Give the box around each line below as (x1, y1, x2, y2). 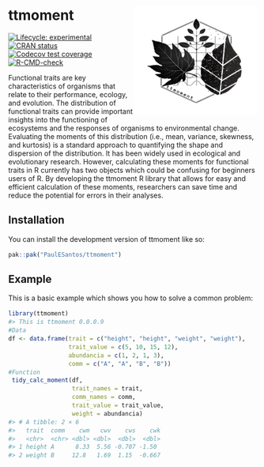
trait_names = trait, (71, 385, 144, 393)
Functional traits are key (8, 73, 87, 82)
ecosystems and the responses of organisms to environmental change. (8, 123, 239, 133)
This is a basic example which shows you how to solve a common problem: (8, 293, 253, 303)
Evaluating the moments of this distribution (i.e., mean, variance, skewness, (8, 131, 255, 141)
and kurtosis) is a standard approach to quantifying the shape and (8, 140, 224, 149)
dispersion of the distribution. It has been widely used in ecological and (8, 149, 241, 158)
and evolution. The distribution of (8, 98, 116, 107)
